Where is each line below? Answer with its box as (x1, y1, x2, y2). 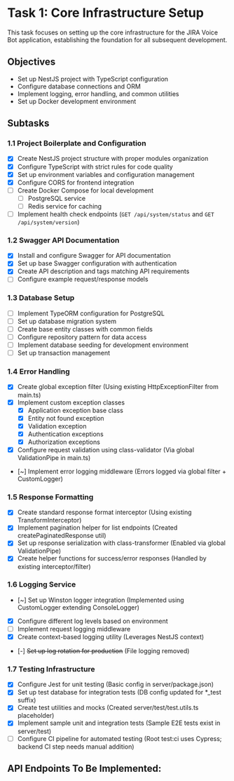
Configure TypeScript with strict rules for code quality (17, 162, 173, 171)
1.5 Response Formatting (7, 492, 94, 501)
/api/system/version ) (17, 218, 80, 226)
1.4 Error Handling (7, 367, 70, 376)
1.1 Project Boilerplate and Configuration (7, 138, 146, 148)
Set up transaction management (17, 349, 111, 357)
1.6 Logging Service (7, 579, 76, 589)
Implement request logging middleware (17, 624, 131, 633)
